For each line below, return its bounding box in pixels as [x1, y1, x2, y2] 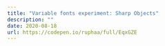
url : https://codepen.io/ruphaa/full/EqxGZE [7, 28, 137, 36]
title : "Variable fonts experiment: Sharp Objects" [7, 9, 159, 17]
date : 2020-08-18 [7, 22, 57, 29]
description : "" [7, 16, 54, 23]
